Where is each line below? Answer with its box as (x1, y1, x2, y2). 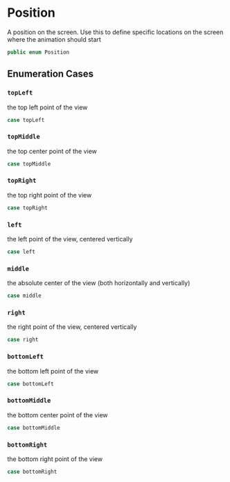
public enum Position (7, 49, 70, 56)
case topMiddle (7, 160, 51, 168)
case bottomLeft (7, 380, 54, 387)
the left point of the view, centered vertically (7, 235, 133, 243)
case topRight (7, 204, 48, 211)
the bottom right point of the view (7, 454, 103, 463)
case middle (7, 292, 42, 300)
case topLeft (7, 116, 45, 123)
